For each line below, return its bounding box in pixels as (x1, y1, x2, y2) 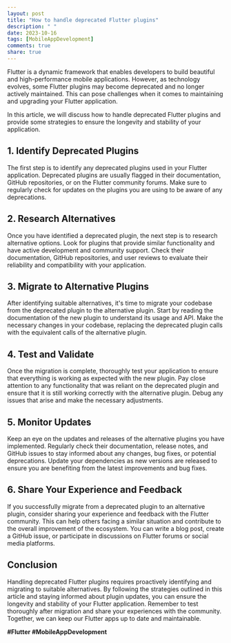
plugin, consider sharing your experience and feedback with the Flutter (7, 510, 209, 518)
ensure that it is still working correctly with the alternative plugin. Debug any (7, 389, 223, 398)
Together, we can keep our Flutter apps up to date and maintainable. (7, 614, 201, 622)
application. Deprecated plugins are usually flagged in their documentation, (7, 171, 221, 179)
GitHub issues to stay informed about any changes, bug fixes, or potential (7, 449, 217, 457)
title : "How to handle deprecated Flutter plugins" (7, 17, 159, 24)
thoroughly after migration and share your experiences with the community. (7, 606, 222, 615)
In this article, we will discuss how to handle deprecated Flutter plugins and (7, 110, 221, 118)
